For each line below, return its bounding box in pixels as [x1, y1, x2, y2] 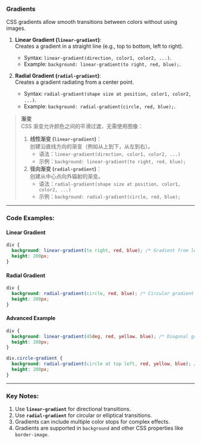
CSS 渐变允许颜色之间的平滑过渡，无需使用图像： [20, 123, 144, 130]
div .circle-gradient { [6, 355, 63, 361]
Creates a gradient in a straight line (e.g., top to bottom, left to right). [14, 42, 184, 50]
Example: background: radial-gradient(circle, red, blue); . [23, 103, 176, 110]
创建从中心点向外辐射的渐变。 [29, 173, 103, 180]
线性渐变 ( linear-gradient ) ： [29, 135, 102, 142]
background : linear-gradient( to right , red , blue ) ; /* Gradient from [11, 248, 188, 254]
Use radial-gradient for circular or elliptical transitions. [14, 412, 153, 419]
